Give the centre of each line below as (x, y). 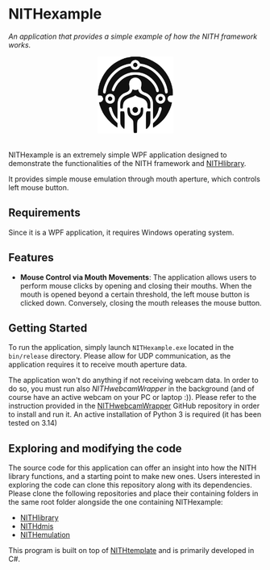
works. (20, 44)
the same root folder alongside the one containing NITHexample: (116, 502)
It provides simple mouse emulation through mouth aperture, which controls (134, 179)
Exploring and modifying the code (96, 448)
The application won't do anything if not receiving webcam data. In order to (134, 381)
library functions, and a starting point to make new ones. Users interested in (134, 476)
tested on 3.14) (33, 423)
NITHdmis (37, 526)
